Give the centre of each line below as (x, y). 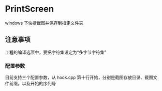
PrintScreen (29, 9)
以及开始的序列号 (39, 84)
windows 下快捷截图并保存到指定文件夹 (44, 23)
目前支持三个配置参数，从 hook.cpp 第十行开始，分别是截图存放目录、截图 (79, 77)
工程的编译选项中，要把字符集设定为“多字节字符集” (56, 52)
